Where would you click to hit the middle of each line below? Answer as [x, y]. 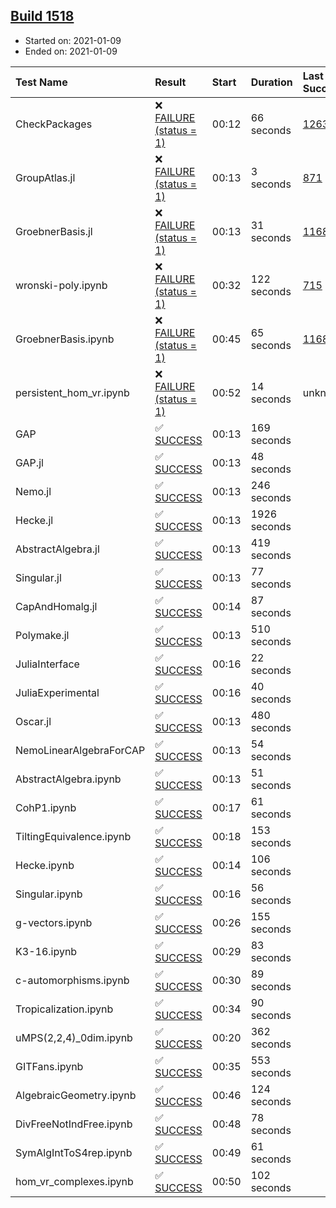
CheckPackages [54, 124]
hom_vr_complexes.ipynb [74, 1181]
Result [170, 82]
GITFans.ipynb [49, 1066]
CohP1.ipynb [46, 807]
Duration [271, 82]
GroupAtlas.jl [45, 177]
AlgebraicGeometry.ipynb [76, 1095]
